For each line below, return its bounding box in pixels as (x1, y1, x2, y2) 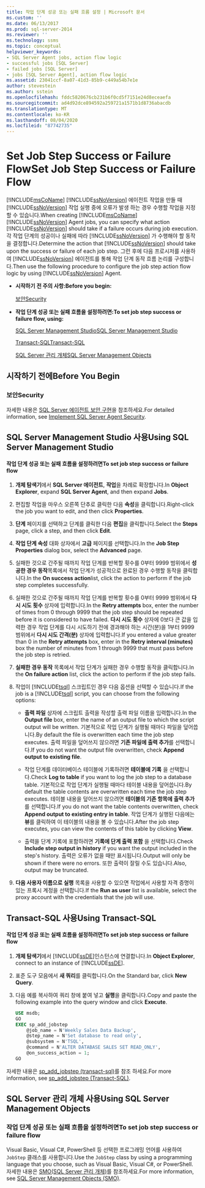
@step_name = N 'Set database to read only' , (26, 1033, 142, 1039)
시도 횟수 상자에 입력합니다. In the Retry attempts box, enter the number (21, 602, 199, 609)
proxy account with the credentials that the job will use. (15, 894, 155, 901)
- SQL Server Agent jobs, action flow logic (6, 54, 122, 61)
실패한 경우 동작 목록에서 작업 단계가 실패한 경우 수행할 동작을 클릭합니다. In (15, 663, 195, 671)
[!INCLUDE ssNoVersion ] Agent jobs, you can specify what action (6, 219, 170, 226)
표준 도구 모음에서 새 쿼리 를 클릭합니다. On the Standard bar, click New (15, 971, 187, 979)
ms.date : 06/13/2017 (6, 20, 59, 26)
